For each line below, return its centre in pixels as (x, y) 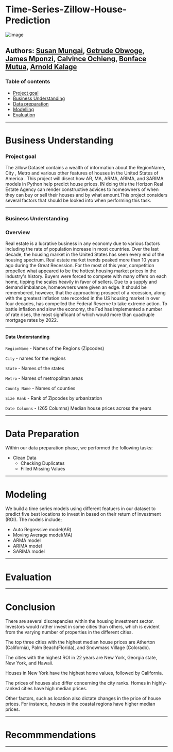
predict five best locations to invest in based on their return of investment (83, 514)
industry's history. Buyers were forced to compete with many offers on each (86, 276)
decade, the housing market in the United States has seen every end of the (85, 255)
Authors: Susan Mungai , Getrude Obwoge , (75, 51)
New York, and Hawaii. (29, 663)
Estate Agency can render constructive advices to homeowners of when (82, 189)
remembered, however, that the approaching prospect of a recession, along (85, 293)
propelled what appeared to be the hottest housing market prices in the (81, 271)
